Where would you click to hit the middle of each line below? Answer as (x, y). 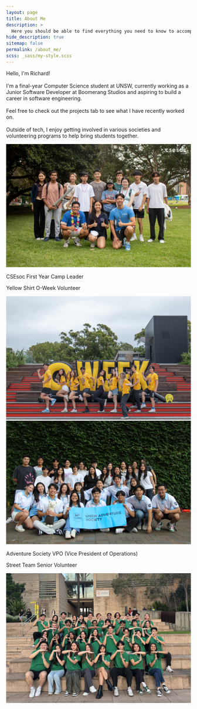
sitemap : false (25, 44)
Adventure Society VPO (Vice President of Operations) (72, 553)
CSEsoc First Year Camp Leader (45, 277)
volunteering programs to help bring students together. (72, 136)
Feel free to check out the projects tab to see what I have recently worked (95, 111)
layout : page (22, 12)
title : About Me (26, 19)
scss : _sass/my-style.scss (39, 56)
